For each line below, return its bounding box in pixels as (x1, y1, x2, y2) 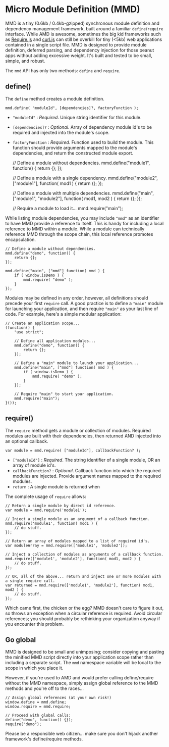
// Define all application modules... (14, 338, 96, 343)
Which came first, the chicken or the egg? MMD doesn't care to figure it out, (5, 605, 164, 611)
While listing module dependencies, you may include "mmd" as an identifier (5, 215, 159, 221)
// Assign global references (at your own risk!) (5, 695, 112, 701)
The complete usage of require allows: (5, 493, 87, 500)
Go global (5, 635, 36, 644)
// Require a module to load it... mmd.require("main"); (12, 205, 124, 211)
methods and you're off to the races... (5, 685, 84, 691)
